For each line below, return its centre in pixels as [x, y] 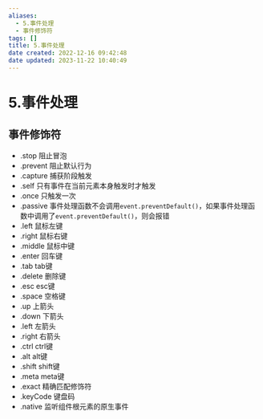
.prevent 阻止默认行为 [56, 165]
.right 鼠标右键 [44, 236]
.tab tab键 [36, 266]
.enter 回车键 [41, 256]
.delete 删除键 [43, 276]
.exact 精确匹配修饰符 [56, 386]
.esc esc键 [37, 286]
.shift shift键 [40, 366]
